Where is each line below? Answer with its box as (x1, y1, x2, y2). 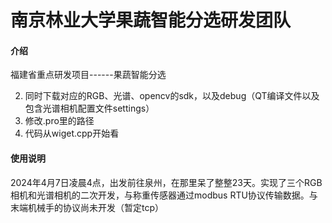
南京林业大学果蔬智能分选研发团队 (10, 9, 292, 32)
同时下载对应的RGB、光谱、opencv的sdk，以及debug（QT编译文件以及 (24, 90, 320, 102)
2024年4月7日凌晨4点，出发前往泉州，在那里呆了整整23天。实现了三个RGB (10, 176, 323, 188)
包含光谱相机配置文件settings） (24, 102, 155, 115)
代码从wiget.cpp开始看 (24, 127, 120, 140)
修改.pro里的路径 (24, 115, 95, 127)
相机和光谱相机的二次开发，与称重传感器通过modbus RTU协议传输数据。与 (10, 189, 318, 201)
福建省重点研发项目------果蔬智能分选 (10, 69, 167, 81)
